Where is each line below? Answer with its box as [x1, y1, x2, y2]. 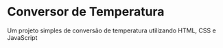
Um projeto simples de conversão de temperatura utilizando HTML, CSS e [7, 26, 216, 34]
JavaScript [7, 33, 38, 41]
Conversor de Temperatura [7, 4, 165, 20]
